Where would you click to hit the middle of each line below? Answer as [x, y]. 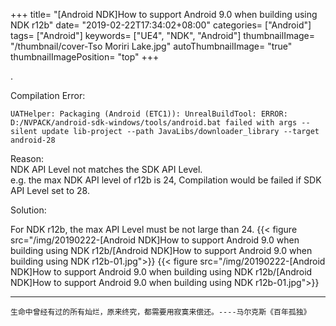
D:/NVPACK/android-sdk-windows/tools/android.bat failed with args [154, 123]
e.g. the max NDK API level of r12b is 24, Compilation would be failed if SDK [166, 180]
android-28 [33, 140]
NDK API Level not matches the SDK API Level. [106, 169]
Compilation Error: [48, 95]
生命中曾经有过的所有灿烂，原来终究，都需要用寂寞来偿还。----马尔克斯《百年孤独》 [161, 312]
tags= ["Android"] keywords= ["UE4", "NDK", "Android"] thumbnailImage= [163, 35]
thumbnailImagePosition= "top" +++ [85, 57]
